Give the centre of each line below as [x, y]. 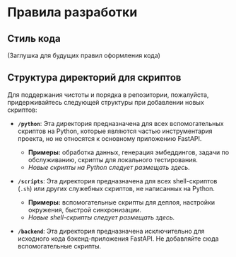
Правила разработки [72, 12]
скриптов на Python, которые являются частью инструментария [115, 131]
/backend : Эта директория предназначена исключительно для [111, 231]
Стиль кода [34, 39]
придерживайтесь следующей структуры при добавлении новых [106, 102]
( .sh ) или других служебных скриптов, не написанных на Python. [116, 188]
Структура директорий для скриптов [94, 78]
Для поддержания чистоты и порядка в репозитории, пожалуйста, [108, 95]
